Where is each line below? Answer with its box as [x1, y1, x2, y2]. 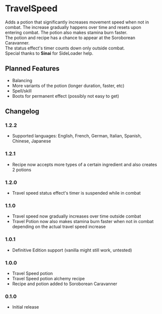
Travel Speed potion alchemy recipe [12, 275, 85, 281]
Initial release [12, 304, 39, 310]
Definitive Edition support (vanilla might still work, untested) [12, 247, 132, 253]
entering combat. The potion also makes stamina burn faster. [5, 29, 128, 35]
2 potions [12, 167, 32, 173]
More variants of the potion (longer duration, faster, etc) [12, 83, 124, 89]
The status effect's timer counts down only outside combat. [5, 45, 125, 51]
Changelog [5, 107, 40, 115]
